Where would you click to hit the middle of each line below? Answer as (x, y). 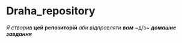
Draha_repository (51, 11)
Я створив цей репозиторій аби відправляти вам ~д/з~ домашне (91, 27)
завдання (19, 33)
